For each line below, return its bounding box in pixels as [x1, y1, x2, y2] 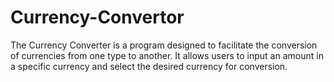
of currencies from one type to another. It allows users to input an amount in [10, 49, 324, 61]
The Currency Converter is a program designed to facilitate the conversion [10, 39, 318, 51]
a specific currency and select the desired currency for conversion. [10, 60, 288, 72]
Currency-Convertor [10, 6, 185, 29]
